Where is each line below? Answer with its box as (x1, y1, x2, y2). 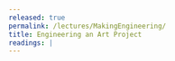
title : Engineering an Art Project (8, 30, 143, 39)
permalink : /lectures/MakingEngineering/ (8, 22, 167, 30)
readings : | (8, 38, 53, 48)
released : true (8, 13, 66, 22)
